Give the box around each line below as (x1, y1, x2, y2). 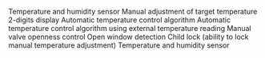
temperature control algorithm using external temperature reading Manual (8, 24, 251, 33)
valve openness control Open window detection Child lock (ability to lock (8, 32, 249, 41)
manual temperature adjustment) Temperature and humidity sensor (8, 41, 230, 50)
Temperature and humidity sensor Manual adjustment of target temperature (8, 7, 258, 16)
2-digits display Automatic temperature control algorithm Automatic (8, 15, 231, 25)
